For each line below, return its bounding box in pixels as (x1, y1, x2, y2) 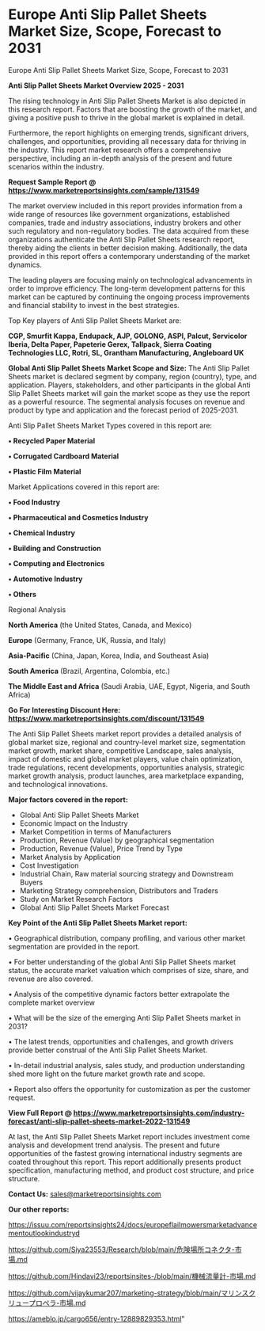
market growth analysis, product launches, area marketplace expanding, (8, 770, 244, 781)
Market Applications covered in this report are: (8, 481, 160, 492)
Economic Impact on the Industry (19, 818, 128, 828)
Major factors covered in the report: (8, 794, 128, 804)
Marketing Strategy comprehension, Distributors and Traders (19, 885, 219, 896)
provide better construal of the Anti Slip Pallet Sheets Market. (8, 1045, 208, 1055)
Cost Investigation (19, 861, 79, 870)
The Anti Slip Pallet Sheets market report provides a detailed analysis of (8, 728, 242, 738)
